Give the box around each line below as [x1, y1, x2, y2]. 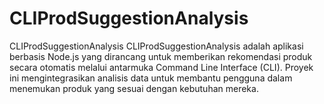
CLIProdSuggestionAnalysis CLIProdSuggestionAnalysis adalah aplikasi [9, 40, 304, 52]
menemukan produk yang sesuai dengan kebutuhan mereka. [9, 82, 259, 94]
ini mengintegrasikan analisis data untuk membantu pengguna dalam [9, 72, 293, 84]
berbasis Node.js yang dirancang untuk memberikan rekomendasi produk [9, 50, 313, 62]
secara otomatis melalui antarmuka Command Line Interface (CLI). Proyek [9, 61, 314, 73]
